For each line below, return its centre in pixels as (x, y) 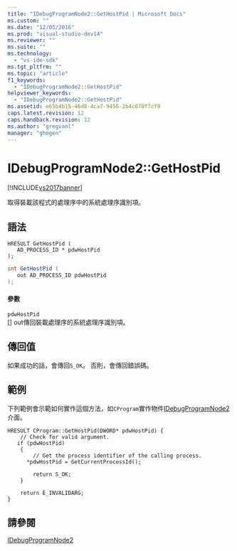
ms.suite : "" (27, 47)
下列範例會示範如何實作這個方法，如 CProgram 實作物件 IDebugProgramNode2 (118, 408)
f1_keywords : (27, 80)
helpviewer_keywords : (39, 93)
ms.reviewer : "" (31, 41)
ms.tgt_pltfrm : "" (35, 67)
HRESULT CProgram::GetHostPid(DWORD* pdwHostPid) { (85, 431)
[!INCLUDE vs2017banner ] (45, 188)
